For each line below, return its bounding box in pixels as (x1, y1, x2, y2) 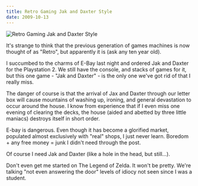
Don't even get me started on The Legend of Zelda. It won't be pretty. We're (6, 162, 191, 169)
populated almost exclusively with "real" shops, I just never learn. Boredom (6, 132, 189, 139)
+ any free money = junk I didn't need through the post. (6, 139, 141, 146)
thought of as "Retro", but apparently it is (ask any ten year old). (6, 48, 161, 55)
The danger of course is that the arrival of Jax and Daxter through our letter (6, 90, 190, 97)
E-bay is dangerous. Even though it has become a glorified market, (6, 126, 169, 133)
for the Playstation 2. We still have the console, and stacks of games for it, (6, 66, 187, 73)
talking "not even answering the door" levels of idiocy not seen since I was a (6, 168, 192, 175)
